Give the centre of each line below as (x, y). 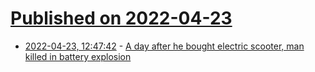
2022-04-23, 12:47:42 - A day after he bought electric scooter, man (164, 46)
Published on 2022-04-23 (121, 18)
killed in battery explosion (78, 56)
